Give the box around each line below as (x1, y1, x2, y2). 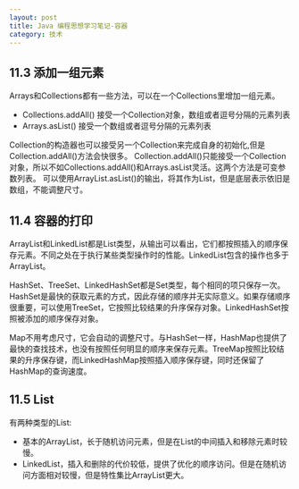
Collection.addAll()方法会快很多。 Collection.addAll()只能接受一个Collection (9, 151, 287, 162)
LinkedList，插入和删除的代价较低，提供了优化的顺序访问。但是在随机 (21, 458, 279, 469)
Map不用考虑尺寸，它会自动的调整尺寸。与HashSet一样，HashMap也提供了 (9, 333, 287, 342)
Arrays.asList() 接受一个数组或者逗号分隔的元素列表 (21, 121, 212, 131)
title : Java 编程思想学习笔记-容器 (9, 21, 128, 30)
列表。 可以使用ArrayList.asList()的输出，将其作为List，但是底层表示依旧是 (16, 173, 291, 184)
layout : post (9, 13, 58, 22)
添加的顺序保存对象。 (24, 314, 104, 324)
